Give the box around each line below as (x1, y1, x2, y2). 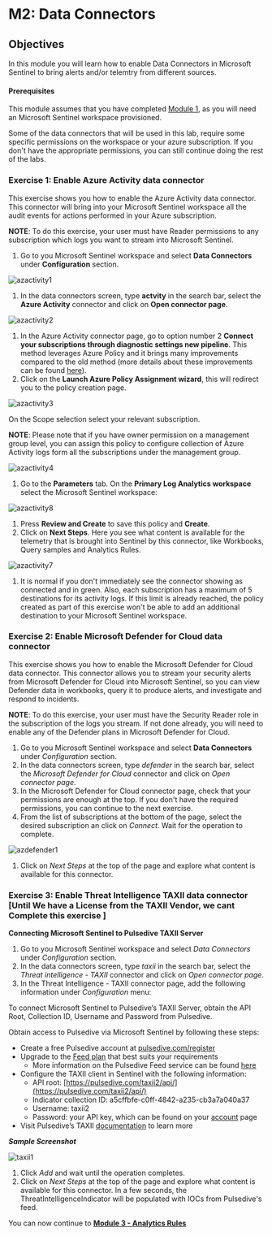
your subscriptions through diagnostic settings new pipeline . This (19, 339, 248, 349)
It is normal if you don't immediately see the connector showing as (19, 576, 244, 586)
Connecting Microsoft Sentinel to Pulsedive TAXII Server (8, 928, 204, 939)
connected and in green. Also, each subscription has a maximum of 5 (19, 584, 253, 594)
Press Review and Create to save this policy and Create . (19, 518, 210, 528)
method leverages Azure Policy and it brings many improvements (19, 348, 239, 358)
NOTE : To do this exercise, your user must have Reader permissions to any (8, 226, 259, 236)
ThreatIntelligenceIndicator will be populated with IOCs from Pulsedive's (19, 1194, 262, 1203)
